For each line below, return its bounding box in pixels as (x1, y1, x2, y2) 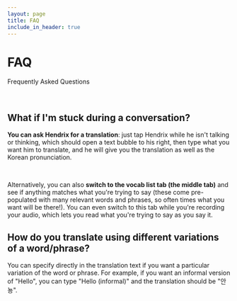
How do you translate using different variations (7, 231, 219, 243)
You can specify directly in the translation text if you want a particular (7, 261, 210, 269)
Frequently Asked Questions (7, 77, 90, 86)
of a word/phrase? (7, 242, 91, 254)
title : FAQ (7, 17, 40, 24)
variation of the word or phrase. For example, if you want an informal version (7, 268, 231, 277)
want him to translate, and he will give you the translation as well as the (7, 146, 215, 154)
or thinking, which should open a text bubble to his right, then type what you (7, 138, 230, 147)
